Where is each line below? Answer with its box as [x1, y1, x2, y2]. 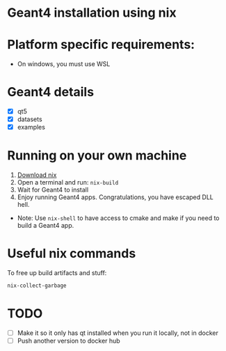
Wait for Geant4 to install [17, 186, 89, 194]
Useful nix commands [7, 246, 136, 262]
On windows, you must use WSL [17, 60, 111, 68]
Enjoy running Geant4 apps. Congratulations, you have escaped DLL [17, 193, 213, 201]
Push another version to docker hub [17, 336, 120, 345]
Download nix [17, 171, 57, 179]
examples [17, 123, 45, 132]
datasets [17, 115, 43, 123]
